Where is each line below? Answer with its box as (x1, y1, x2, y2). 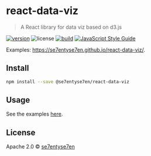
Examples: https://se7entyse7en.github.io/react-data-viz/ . (6, 46, 145, 53)
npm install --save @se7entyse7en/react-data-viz (6, 79, 130, 84)
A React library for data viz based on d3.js (20, 23, 122, 30)
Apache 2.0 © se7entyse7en (6, 143, 75, 150)
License (6, 127, 36, 137)
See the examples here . (6, 110, 63, 118)
